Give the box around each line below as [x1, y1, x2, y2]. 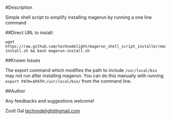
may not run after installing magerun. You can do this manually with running [5, 73, 164, 79]
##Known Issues [5, 57, 41, 63]
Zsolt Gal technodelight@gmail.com [5, 108, 80, 114]
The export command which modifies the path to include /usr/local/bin [5, 67, 157, 73]
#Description [5, 5, 33, 10]
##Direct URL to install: [5, 30, 54, 35]
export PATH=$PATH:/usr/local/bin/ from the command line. [5, 78, 132, 84]
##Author [5, 88, 25, 94]
